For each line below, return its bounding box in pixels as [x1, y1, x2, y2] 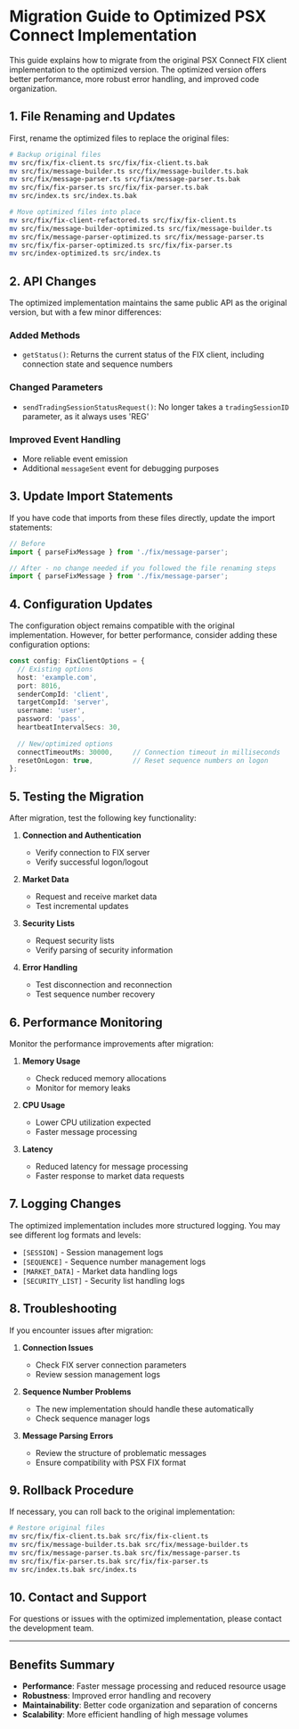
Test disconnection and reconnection [35, 980, 173, 990]
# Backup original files [9, 150, 101, 159]
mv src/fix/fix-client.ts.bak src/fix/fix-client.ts [9, 1532, 209, 1541]
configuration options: [9, 640, 91, 650]
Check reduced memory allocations [35, 1072, 167, 1083]
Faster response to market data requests [35, 1171, 185, 1181]
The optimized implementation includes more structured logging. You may [9, 1220, 281, 1230]
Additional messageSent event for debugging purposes [21, 462, 220, 474]
